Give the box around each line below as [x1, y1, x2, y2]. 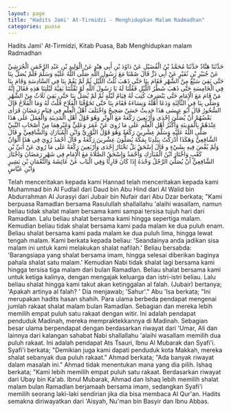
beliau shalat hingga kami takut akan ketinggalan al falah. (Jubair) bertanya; [8, 280, 222, 289]
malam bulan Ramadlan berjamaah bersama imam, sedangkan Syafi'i [8, 382, 203, 391]
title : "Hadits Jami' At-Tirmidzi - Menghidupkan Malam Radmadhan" [8, 17, 206, 23]
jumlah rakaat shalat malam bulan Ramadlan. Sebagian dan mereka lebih [8, 302, 212, 310]
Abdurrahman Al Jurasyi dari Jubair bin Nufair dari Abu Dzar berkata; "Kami [8, 193, 223, 201]
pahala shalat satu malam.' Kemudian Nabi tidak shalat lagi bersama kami [8, 259, 215, 267]
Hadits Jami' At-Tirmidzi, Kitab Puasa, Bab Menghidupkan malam [8, 42, 192, 50]
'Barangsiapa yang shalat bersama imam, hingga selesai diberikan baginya [8, 251, 219, 259]
